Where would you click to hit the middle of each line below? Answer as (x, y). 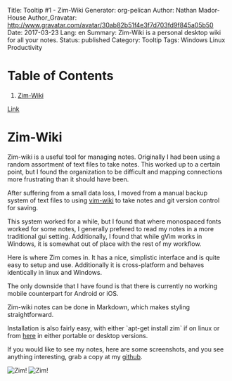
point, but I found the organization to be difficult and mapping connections (115, 172)
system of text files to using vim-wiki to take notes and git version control (114, 200)
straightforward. (31, 314)
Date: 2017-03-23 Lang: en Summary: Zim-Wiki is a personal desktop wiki (114, 32)
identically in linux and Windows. (55, 272)
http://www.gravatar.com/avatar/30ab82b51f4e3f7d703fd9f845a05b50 (110, 25)
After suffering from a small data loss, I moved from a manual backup (108, 193)
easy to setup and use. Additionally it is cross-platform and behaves (106, 265)
